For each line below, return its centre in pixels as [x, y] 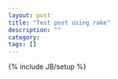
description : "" [35, 30]
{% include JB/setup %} [47, 66]
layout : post [29, 15]
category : [24, 37]
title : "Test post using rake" [59, 23]
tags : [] [22, 45]
